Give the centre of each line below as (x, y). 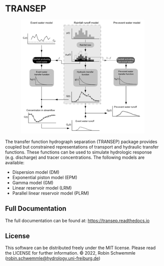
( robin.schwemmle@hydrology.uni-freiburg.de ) (53, 258)
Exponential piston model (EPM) (45, 177)
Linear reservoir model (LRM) (42, 188)
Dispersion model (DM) (36, 172)
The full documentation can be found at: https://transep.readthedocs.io (77, 221)
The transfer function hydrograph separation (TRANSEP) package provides (81, 142)
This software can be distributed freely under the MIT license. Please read (81, 248)
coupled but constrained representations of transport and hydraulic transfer (82, 147)
